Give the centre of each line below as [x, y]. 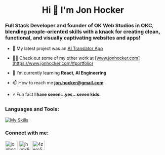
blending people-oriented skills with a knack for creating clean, [83, 32]
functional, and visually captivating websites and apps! [73, 38]
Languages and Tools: [32, 109]
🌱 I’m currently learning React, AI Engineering [59, 73]
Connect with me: [27, 133]
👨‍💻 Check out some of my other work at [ [54, 58]
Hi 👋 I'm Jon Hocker [83, 10]
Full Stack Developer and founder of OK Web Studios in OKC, [80, 26]
